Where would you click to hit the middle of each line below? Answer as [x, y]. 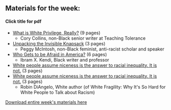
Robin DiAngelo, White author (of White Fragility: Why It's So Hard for [93, 87]
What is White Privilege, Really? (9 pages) [56, 33]
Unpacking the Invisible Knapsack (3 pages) [59, 43]
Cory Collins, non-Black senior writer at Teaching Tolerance [83, 38]
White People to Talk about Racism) [58, 92]
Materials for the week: [43, 8]
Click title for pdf [23, 21]
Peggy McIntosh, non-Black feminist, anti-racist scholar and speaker [92, 49]
